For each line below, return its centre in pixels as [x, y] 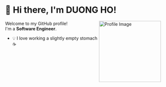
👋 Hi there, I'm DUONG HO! [61, 10]
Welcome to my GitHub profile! [36, 23]
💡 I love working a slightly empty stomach [55, 38]
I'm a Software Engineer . [31, 28]
